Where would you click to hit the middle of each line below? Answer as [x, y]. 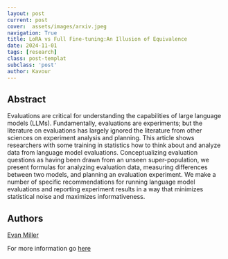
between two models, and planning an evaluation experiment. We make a [112, 175]
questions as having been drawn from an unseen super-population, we [108, 160]
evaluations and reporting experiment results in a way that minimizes [105, 189]
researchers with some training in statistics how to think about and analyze [114, 145]
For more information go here [49, 249]
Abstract [27, 99]
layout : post [26, 13]
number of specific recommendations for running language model [101, 182]
